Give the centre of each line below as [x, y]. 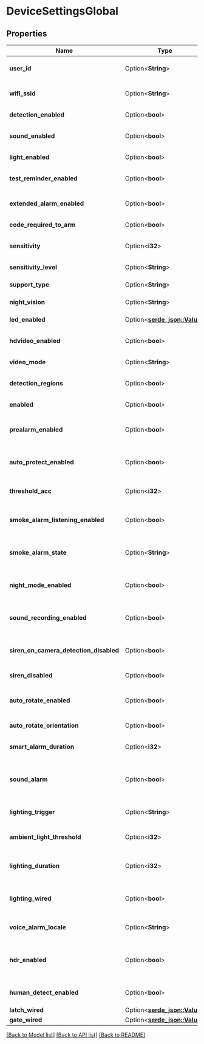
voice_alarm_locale [38, 927]
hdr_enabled [28, 960]
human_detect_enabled [44, 992]
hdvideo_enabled [35, 341]
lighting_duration [35, 866]
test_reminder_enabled [43, 178]
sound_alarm [29, 779]
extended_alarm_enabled [47, 203]
